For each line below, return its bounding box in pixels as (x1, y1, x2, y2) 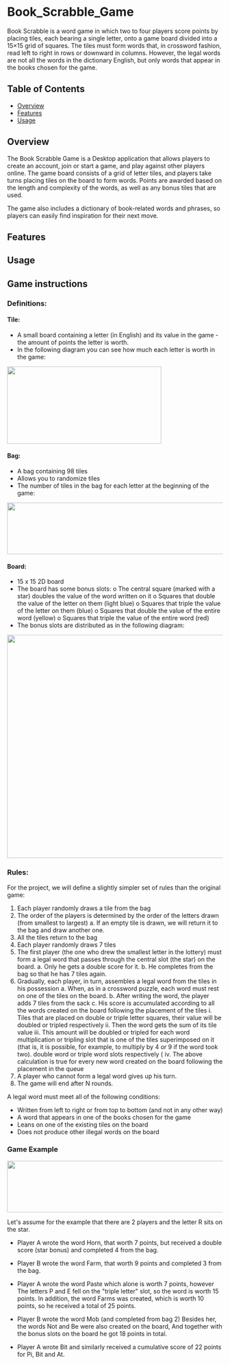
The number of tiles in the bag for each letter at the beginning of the (16, 482, 209, 490)
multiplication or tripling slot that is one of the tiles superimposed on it (16, 1035, 214, 1044)
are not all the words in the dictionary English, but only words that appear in (7, 56, 220, 64)
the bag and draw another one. (16, 925, 105, 934)
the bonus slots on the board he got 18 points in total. (16, 1329, 168, 1338)
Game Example (7, 1144, 58, 1154)
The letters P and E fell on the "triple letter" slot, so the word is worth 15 (16, 1287, 219, 1295)
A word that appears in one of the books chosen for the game (16, 1113, 192, 1121)
